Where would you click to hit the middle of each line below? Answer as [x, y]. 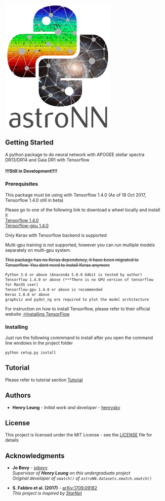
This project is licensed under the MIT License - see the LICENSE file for [79, 435]
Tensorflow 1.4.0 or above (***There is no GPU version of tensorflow [79, 280]
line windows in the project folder [39, 343]
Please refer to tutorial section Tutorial [44, 380]
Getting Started [29, 143]
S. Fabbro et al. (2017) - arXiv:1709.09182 [55, 488]
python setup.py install [31, 353]
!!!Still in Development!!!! [31, 171]
